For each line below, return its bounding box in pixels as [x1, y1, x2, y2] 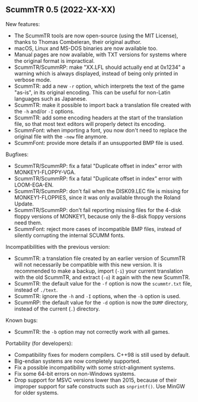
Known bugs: [5, 316, 38, 324]
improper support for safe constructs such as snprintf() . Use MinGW [14, 382, 186, 390]
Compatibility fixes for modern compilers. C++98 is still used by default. [14, 351, 190, 358]
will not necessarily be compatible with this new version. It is [14, 261, 162, 268]
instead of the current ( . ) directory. [14, 305, 100, 312]
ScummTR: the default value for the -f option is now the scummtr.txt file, [14, 280, 192, 287]
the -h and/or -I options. [14, 107, 75, 115]
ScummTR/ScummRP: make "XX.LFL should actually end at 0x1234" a [14, 64, 186, 71]
